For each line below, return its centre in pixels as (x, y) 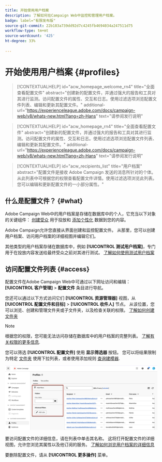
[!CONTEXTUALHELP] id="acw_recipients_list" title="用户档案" (80, 166)
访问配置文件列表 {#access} (47, 269)
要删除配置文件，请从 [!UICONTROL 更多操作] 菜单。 (58, 455)
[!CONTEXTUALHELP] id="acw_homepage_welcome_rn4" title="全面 (86, 86)
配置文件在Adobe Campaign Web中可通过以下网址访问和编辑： (68, 282)
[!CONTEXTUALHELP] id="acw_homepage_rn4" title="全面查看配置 (84, 126)
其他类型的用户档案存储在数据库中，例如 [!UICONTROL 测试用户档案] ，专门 (80, 246)
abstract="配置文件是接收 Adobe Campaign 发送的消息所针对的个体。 (86, 172)
